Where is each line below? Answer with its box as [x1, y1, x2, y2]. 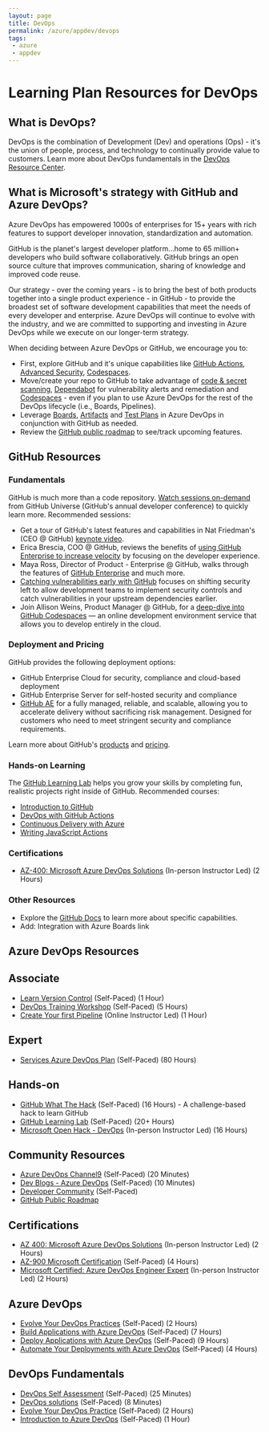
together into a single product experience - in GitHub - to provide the [8, 293, 236, 303]
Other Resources [8, 895, 76, 906]
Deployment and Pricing [8, 639, 104, 651]
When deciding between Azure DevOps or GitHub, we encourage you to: [8, 343, 248, 353]
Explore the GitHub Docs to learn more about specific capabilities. [19, 912, 239, 922]
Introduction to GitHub [19, 802, 94, 812]
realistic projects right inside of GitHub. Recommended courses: [8, 786, 220, 796]
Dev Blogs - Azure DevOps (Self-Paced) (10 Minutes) [19, 1178, 195, 1188]
